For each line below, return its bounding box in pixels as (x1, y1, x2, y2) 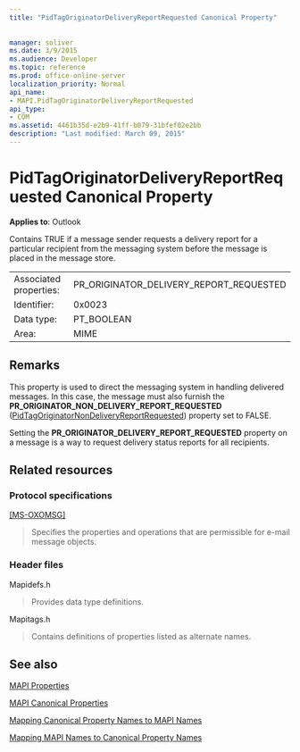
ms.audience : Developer (9, 54, 98, 63)
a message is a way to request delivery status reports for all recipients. (9, 437, 270, 447)
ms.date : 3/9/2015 (9, 46, 78, 55)
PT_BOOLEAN (72, 313, 132, 325)
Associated (13, 272, 61, 285)
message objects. (30, 537, 96, 547)
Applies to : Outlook (9, 216, 82, 227)
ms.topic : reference (9, 63, 87, 72)
